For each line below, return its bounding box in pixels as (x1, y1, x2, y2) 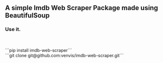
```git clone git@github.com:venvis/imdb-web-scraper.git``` (5, 52, 124, 58)
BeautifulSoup (5, 12, 50, 20)
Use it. (5, 26, 21, 33)
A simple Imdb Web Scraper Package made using (5, 4, 158, 12)
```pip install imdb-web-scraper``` (5, 47, 72, 53)
